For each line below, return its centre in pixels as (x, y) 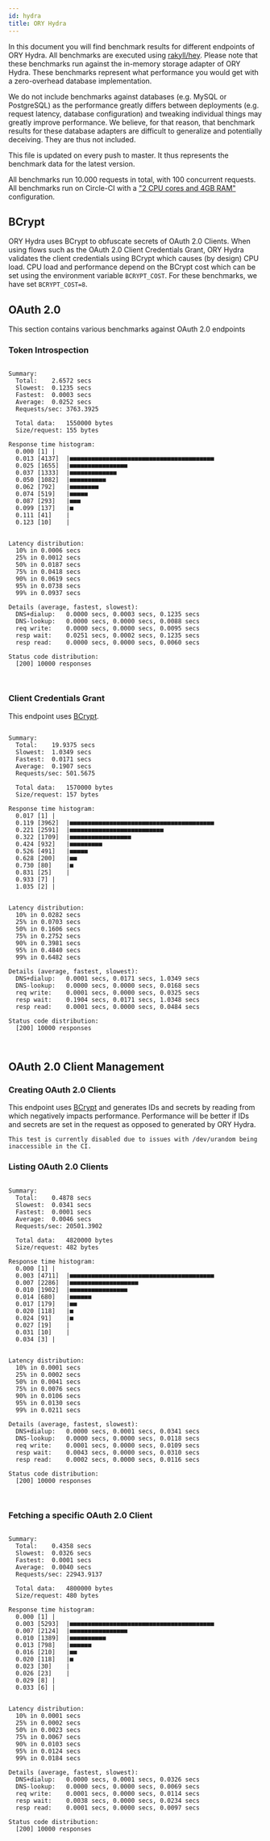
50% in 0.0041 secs (48, 1382)
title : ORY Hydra (37, 23)
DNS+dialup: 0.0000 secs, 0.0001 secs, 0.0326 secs (108, 1780)
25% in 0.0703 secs (48, 922)
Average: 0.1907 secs (54, 766)
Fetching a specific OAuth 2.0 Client (81, 1515)
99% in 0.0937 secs (48, 593)
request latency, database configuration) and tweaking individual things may (135, 113)
